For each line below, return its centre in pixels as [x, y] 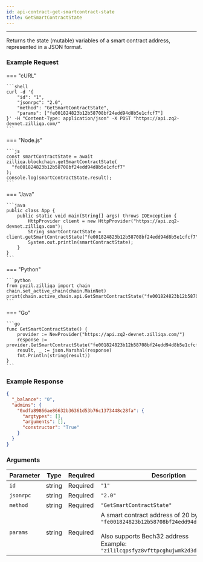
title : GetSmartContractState [44, 18]
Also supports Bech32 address [145, 537]
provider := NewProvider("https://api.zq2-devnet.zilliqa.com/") [101, 334]
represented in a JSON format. [44, 47]
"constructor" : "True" [51, 428]
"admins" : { [27, 405]
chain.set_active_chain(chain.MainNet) [56, 291]
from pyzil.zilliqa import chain [48, 286]
